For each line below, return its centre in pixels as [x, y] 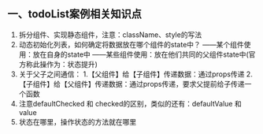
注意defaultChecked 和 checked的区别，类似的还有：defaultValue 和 [130, 103]
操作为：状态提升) [69, 64]
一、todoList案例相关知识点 [75, 14]
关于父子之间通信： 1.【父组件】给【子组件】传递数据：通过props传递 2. [135, 74]
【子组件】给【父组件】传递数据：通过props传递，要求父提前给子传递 [131, 84]
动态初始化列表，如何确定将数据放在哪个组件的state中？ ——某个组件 [131, 44]
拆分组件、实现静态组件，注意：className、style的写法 [110, 35]
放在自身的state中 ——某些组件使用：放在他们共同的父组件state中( [141, 54]
